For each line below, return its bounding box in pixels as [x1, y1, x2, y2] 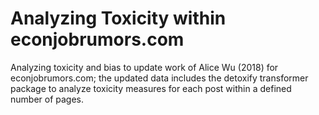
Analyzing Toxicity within [10, 7, 227, 30]
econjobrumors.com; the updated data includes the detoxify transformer [10, 72, 309, 84]
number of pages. [10, 93, 85, 105]
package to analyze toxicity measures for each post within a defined [10, 82, 292, 94]
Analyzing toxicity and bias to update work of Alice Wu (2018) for [10, 61, 279, 73]
